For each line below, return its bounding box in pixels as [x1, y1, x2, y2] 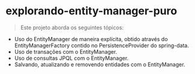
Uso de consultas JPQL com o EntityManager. [14, 54, 129, 61]
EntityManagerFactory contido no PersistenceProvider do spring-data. [14, 42, 189, 49]
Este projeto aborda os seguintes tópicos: [20, 24, 124, 31]
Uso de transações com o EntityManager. [14, 48, 117, 55]
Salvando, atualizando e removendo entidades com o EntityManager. [14, 61, 185, 68]
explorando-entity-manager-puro [5, 4, 178, 18]
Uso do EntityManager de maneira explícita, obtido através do [14, 35, 168, 42]
